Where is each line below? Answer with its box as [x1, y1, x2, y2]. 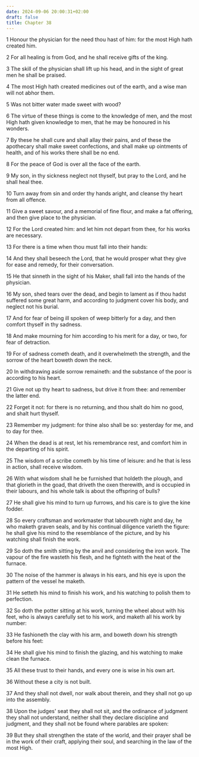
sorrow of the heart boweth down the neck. [6, 357, 113, 364]
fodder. [6, 505, 24, 512]
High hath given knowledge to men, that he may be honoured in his [6, 119, 170, 126]
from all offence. [6, 197, 46, 204]
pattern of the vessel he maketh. [6, 578, 86, 585]
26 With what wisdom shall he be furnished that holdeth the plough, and [6, 475, 183, 482]
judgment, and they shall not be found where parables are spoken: [6, 720, 169, 727]
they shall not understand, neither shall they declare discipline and [6, 714, 169, 721]
